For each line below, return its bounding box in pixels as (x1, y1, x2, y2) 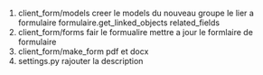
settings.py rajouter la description (17, 56, 144, 66)
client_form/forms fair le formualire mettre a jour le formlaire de (17, 27, 253, 37)
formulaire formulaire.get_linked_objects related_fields (17, 17, 220, 28)
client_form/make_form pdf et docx (17, 46, 149, 57)
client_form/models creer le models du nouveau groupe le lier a (17, 8, 255, 18)
